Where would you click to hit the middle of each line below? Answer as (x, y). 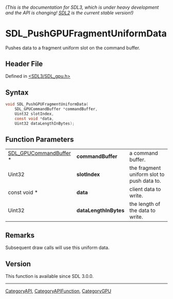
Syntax (17, 92)
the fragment (145, 168)
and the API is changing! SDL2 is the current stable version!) (70, 12)
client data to (145, 189)
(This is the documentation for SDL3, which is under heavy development (82, 7)
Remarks (20, 235)
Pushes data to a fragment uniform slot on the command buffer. (73, 48)
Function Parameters (40, 139)
